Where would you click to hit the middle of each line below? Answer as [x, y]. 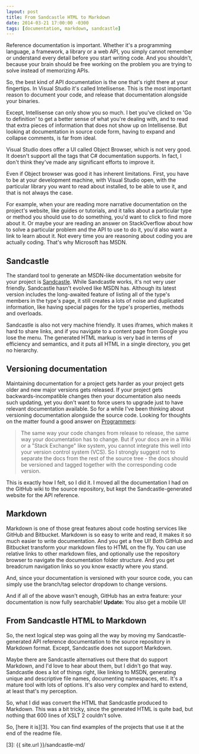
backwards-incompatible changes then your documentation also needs [94, 396]
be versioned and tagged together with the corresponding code [99, 464]
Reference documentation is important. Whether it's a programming [89, 45]
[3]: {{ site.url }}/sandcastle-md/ [46, 744]
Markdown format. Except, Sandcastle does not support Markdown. [89, 648]
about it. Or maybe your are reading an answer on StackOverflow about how [99, 224]
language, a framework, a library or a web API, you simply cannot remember [99, 52]
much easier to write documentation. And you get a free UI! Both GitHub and [99, 541]
